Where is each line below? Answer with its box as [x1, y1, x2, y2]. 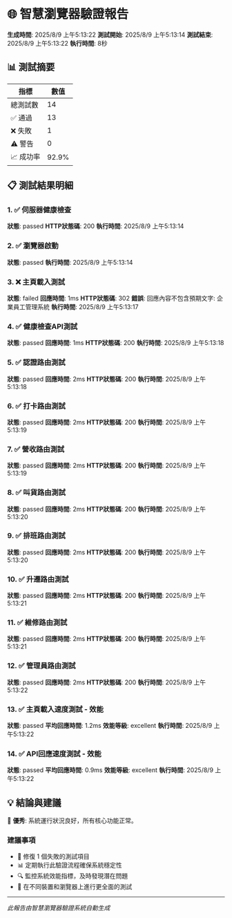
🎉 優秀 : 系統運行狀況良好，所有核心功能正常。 [7, 816, 138, 825]
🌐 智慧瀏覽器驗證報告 [7, 6, 129, 22]
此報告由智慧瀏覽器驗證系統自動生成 [7, 903, 110, 912]
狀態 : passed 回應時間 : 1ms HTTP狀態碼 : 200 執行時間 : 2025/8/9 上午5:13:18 [7, 339, 224, 347]
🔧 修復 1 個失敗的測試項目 [17, 852, 90, 861]
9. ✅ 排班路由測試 [7, 531, 66, 541]
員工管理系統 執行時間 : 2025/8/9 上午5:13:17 [12, 303, 139, 311]
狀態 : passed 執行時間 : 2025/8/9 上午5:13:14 [7, 258, 133, 266]
